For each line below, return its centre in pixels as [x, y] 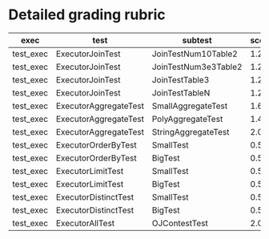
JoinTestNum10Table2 [195, 54]
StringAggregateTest [191, 132]
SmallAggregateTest [190, 106]
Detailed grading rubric [87, 15]
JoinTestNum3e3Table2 [197, 67]
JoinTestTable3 [181, 79]
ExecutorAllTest [85, 223]
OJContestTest [180, 223]
